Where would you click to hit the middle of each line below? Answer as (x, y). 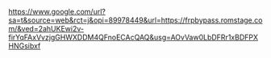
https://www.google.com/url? (57, 12)
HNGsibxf (25, 46)
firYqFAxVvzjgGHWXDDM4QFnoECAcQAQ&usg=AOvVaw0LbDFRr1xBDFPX (133, 37)
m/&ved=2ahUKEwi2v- (46, 29)
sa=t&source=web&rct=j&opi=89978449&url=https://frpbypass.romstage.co (135, 20)
